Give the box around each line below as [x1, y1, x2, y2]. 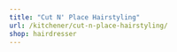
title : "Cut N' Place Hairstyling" [9, 12, 141, 22]
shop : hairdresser [9, 29, 77, 38]
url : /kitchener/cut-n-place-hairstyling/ [9, 21, 168, 30]
